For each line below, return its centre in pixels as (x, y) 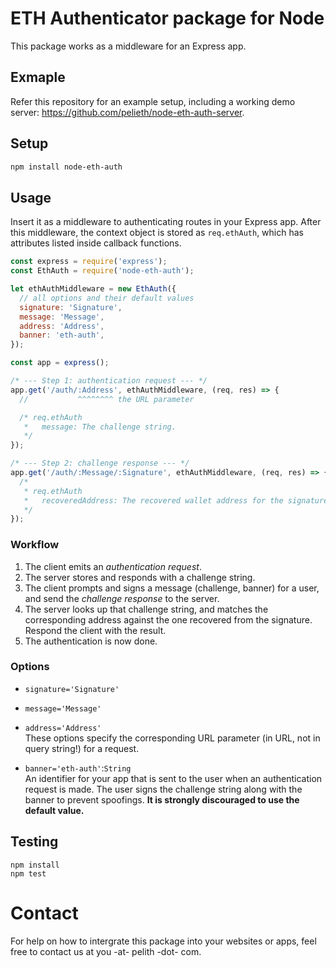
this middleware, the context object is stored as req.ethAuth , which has (157, 233)
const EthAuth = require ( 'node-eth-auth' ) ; (102, 271)
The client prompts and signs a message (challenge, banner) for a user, (172, 588)
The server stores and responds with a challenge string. (140, 577)
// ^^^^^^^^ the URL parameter (107, 399)
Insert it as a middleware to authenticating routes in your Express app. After (166, 222)
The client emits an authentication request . (113, 566)
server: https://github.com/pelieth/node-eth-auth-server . (127, 112)
